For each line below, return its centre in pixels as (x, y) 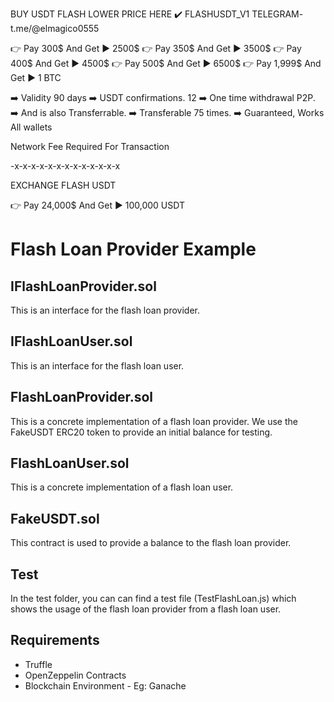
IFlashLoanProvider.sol (83, 286)
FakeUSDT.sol (55, 518)
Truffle (38, 664)
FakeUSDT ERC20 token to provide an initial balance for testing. (141, 432)
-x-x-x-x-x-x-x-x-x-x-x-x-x (65, 166)
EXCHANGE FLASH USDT (63, 185)
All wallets (31, 127)
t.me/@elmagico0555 (55, 28)
